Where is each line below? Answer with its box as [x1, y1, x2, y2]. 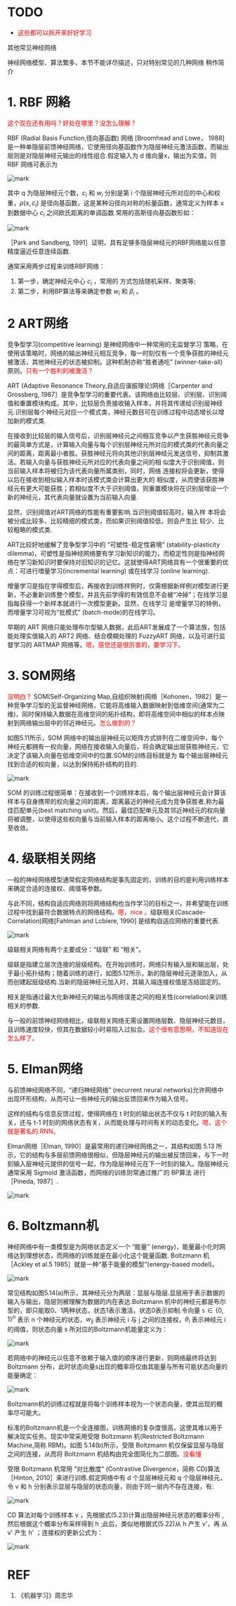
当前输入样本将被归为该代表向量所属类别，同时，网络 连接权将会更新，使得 [7, 466, 225, 475]
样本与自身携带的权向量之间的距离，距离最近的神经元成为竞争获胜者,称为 [7, 797, 219, 805]
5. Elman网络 [7, 1061, 83, 1077]
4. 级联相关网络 [7, 851, 96, 866]
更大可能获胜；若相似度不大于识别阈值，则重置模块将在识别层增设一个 [25, 484, 229, 492]
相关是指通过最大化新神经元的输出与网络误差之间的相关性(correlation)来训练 [7, 992, 228, 1001]
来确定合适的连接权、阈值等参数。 [7, 884, 106, 892]
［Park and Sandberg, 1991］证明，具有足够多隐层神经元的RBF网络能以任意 [7, 238, 226, 247]
